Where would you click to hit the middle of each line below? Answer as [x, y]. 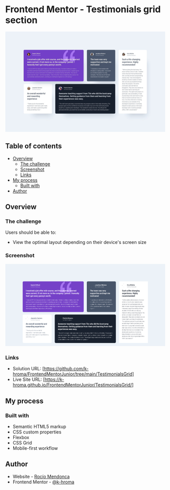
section [22, 20]
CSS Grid [22, 443]
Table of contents [33, 146]
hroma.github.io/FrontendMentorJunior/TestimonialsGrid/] [73, 385]
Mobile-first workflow [35, 448]
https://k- [55, 379]
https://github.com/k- [66, 369]
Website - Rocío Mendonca [41, 476]
